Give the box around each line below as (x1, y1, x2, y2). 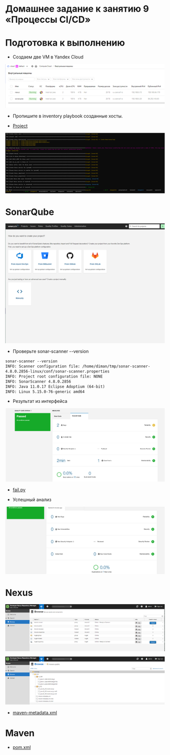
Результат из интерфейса (12, 398, 67, 404)
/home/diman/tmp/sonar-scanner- (82, 364, 151, 369)
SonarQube (5, 206, 55, 218)
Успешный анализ (12, 496, 52, 503)
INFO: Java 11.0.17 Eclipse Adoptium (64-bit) (5, 384, 105, 389)
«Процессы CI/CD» (5, 14, 91, 25)
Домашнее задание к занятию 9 (5, 3, 149, 15)
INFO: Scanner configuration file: (5, 364, 80, 369)
